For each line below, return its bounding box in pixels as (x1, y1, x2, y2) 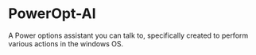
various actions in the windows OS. (8, 38, 124, 48)
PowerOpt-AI (8, 5, 97, 23)
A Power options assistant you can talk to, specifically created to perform (8, 31, 249, 40)
